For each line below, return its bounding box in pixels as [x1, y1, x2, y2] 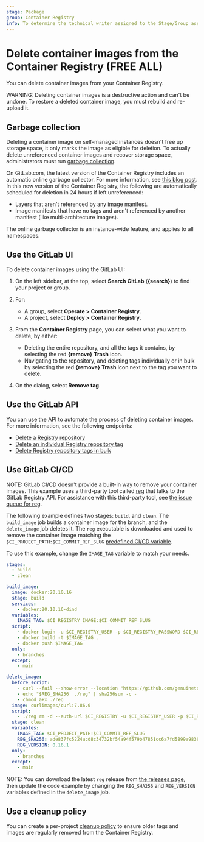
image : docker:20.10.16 [12, 589, 72, 596]
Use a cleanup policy [6, 806, 87, 816]
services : [12, 601, 36, 607]
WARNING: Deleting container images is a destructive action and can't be [6, 91, 190, 99]
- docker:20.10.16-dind [17, 606, 78, 612]
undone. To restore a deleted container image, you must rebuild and [6, 98, 177, 105]
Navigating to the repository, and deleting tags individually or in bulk [24, 357, 195, 364]
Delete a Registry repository [15, 434, 86, 441]
